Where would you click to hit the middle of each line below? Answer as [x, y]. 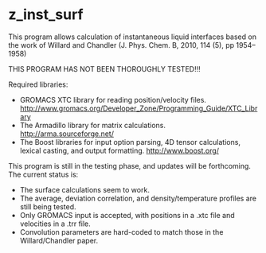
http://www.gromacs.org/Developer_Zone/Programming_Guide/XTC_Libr [139, 108]
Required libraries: [38, 84]
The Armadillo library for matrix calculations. [92, 125]
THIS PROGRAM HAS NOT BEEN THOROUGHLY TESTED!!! [104, 68]
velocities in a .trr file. [55, 224]
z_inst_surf [46, 15]
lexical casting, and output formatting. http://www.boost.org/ [119, 150]
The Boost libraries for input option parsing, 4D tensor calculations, [130, 142]
